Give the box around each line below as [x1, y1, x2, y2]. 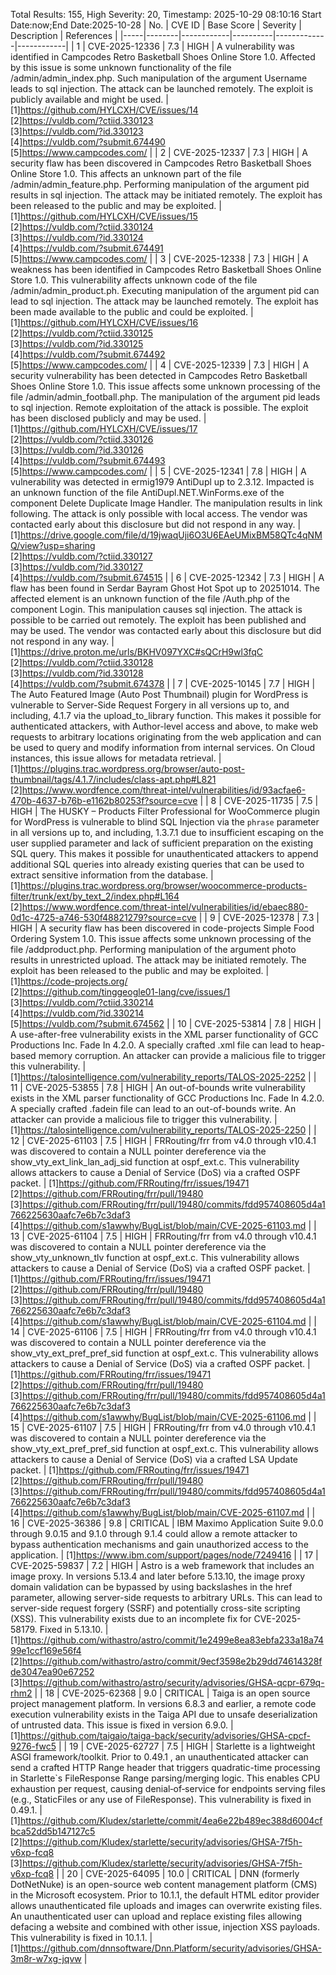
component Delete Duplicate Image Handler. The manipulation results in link [10, 497, 323, 509]
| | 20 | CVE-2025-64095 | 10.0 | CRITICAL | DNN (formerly [56, 1868, 300, 1879]
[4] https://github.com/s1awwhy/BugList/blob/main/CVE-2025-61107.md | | [10, 1507, 316, 1518]
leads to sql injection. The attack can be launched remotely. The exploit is [10, 83, 314, 94]
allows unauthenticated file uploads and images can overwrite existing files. [10, 1900, 323, 1911]
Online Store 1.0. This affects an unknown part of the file [10, 168, 242, 179]
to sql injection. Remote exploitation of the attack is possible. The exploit [10, 402, 309, 413]
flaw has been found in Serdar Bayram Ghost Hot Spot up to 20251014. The [10, 582, 320, 594]
